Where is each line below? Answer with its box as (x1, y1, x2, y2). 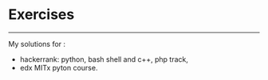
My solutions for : (8, 39, 66, 48)
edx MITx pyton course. (19, 63, 98, 72)
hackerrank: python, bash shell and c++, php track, (19, 54, 189, 64)
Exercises (8, 6, 75, 24)
